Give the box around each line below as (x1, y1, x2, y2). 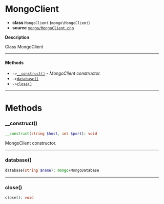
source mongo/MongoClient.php (12, 24, 74, 30)
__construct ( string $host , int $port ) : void (5, 131, 97, 136)
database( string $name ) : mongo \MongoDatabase (5, 168, 99, 173)
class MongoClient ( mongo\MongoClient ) (12, 20, 90, 25)
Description (5, 34, 30, 40)
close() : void (5, 195, 34, 200)
